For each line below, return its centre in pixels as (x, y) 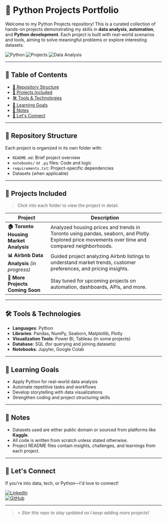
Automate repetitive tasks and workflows (54, 387)
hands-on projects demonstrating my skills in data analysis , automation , (80, 29)
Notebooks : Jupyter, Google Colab (48, 349)
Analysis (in (22, 263)
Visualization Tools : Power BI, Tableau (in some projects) (71, 339)
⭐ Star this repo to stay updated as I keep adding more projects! (83, 513)
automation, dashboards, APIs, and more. (98, 287)
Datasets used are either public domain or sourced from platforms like (84, 430)
